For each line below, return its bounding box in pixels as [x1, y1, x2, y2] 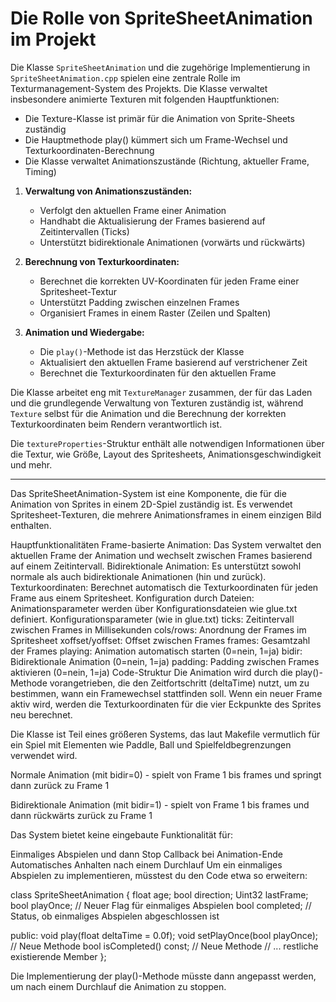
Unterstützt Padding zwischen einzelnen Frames [39, 296, 240, 308]
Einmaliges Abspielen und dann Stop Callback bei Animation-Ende [10, 848, 283, 860]
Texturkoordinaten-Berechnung [24, 144, 155, 156]
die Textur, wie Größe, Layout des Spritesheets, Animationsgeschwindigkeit [10, 448, 322, 460]
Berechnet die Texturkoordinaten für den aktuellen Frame [39, 367, 277, 379]
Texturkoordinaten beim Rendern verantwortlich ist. [10, 418, 223, 430]
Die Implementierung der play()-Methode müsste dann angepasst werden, [10, 970, 317, 982]
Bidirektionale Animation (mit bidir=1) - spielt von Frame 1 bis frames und [10, 798, 310, 811]
